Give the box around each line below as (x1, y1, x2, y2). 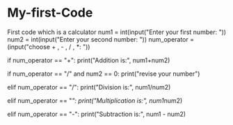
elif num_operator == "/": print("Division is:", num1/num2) (7, 83, 171, 91)
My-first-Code (7, 5, 93, 21)
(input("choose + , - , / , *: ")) (7, 42, 90, 51)
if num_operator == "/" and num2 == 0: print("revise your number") (7, 69, 200, 78)
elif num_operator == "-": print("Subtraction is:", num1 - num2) (7, 110, 186, 118)
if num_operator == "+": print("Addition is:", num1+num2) (7, 56, 170, 64)
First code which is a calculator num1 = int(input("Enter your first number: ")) (7, 28, 227, 36)
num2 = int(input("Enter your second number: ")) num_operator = (7, 35, 195, 43)
